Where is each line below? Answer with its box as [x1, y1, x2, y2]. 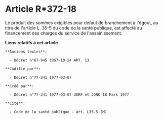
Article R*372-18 [5, 3, 77, 15]
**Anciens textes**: [5, 49, 48, 54]
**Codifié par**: [5, 66, 41, 71]
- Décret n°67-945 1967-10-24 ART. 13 [9, 58, 90, 62]
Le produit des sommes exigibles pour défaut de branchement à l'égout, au [5, 20, 159, 26]
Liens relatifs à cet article [5, 39, 58, 45]
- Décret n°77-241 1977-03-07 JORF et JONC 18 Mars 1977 [9, 92, 129, 97]
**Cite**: [5, 101, 26, 106]
